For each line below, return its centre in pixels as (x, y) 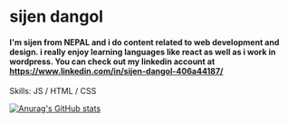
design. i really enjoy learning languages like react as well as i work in (143, 52)
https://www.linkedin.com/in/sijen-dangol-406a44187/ (116, 71)
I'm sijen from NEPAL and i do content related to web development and (144, 42)
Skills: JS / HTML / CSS (53, 91)
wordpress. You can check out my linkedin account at (112, 61)
